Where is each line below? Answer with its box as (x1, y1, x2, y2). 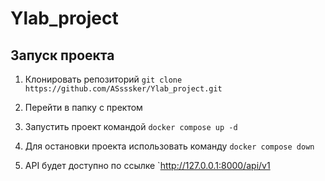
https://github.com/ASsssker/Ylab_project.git (24, 84, 223, 94)
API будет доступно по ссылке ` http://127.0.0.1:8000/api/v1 (24, 160, 271, 171)
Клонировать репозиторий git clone (24, 73, 183, 85)
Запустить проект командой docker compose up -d (24, 121, 238, 132)
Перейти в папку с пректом (24, 102, 143, 113)
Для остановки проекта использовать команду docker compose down (24, 140, 315, 152)
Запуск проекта (10, 47, 115, 64)
